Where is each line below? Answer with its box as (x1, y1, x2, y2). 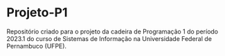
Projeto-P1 (6, 5, 68, 20)
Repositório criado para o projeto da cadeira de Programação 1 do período (6, 27, 219, 36)
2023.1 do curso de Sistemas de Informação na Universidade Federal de (6, 34, 213, 42)
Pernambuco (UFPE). (6, 42, 67, 50)
